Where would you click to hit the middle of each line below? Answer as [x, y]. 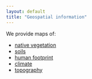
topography [28, 70]
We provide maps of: [31, 33]
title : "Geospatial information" [47, 17]
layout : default [26, 11]
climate [23, 63]
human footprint [34, 57]
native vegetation [35, 45]
